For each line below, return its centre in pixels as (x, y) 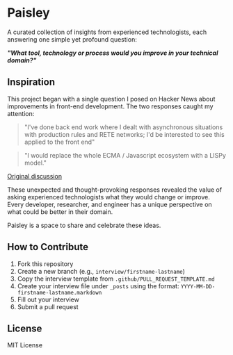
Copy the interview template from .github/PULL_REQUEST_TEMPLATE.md (116, 279)
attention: (21, 113)
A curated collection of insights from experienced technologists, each (107, 32)
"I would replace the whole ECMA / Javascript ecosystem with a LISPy (125, 155)
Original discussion (35, 176)
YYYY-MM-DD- (198, 286)
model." (35, 163)
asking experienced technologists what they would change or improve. (109, 197)
